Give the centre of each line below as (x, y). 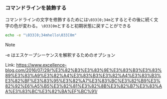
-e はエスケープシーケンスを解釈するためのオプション (60, 55)
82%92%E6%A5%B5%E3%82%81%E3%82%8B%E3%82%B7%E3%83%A (83, 86)
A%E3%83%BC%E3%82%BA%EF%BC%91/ (51, 92)
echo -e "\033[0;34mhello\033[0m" (41, 35)
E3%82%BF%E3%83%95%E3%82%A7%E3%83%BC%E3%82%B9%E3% (83, 81)
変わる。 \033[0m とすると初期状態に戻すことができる (77, 26)
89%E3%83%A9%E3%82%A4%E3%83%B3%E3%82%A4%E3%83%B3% (83, 76)
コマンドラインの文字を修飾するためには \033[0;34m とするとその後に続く (80, 20)
